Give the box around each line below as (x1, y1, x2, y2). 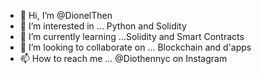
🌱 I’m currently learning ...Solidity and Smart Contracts (19, 31, 245, 42)
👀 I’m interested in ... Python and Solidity (19, 20, 187, 32)
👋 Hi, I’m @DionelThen (19, 10, 113, 21)
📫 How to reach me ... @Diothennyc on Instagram (19, 53, 228, 64)
